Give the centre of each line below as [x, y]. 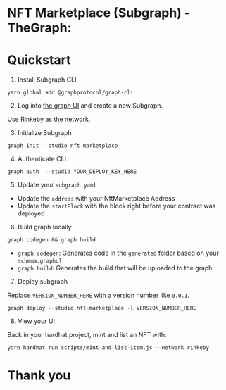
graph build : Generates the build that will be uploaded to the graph [115, 268]
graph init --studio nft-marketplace [63, 146]
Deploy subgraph [43, 282]
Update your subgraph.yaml [57, 185]
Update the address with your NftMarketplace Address [96, 199]
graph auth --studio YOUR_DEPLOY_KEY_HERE [72, 172]
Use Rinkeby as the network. [49, 119]
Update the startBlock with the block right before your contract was [117, 206]
